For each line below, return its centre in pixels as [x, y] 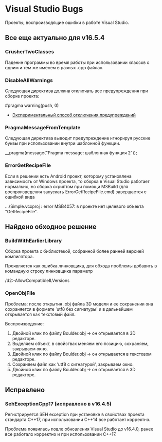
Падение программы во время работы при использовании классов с [77, 62]
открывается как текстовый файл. [40, 314]
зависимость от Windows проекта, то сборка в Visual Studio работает [77, 181]
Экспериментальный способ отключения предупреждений [74, 115]
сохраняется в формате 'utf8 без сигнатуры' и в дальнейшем [69, 309]
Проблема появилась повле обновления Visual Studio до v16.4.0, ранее [79, 429]
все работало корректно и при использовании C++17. [61, 434]
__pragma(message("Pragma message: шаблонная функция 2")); [71, 153]
